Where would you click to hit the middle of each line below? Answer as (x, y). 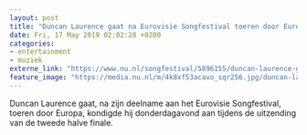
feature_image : (38, 78)
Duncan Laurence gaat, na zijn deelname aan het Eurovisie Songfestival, (145, 103)
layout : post (34, 18)
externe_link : (37, 69)
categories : (32, 43)
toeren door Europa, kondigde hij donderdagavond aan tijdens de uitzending (153, 113)
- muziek (26, 60)
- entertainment (40, 52)
